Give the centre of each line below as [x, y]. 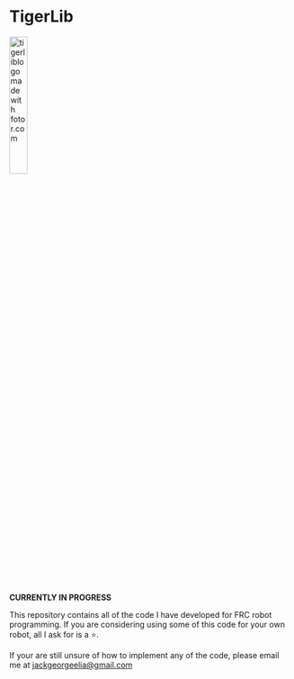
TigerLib [41, 17]
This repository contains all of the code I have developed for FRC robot [141, 614]
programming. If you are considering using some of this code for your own [147, 624]
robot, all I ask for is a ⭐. [54, 634]
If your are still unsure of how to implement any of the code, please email [144, 655]
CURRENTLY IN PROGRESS [61, 597]
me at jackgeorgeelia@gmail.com [71, 665]
